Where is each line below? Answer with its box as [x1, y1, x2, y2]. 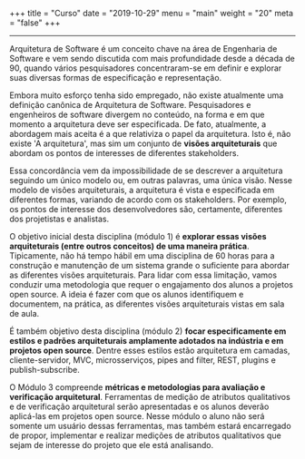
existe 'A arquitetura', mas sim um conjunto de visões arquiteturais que [9, 138, 278, 149]
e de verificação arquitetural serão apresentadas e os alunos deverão [9, 401, 270, 412]
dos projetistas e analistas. [9, 213, 110, 224]
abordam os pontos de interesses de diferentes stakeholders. [9, 148, 239, 158]
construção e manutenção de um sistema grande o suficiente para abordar [9, 260, 290, 270]
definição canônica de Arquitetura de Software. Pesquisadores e [9, 100, 251, 110]
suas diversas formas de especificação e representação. [9, 73, 222, 83]
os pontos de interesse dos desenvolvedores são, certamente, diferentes [9, 204, 283, 214]
